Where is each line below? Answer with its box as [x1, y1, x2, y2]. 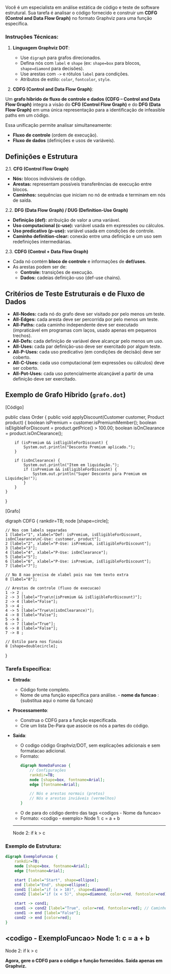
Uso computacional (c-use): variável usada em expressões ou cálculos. [12, 223, 165, 229]
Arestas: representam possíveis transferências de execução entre [12, 181, 152, 187]
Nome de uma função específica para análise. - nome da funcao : [20, 692, 159, 698]
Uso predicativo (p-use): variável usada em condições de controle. [12, 228, 155, 234]
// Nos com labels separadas [5, 527, 67, 533]
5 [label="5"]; [5, 554, 38, 559]
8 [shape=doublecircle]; [5, 643, 58, 648]
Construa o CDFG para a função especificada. [20, 717, 118, 723]
